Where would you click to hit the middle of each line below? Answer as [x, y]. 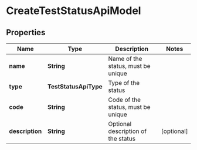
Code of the [125, 100]
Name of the [125, 59]
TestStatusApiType [75, 86]
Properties [26, 33]
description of [128, 131]
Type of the [124, 83]
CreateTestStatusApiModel [74, 11]
